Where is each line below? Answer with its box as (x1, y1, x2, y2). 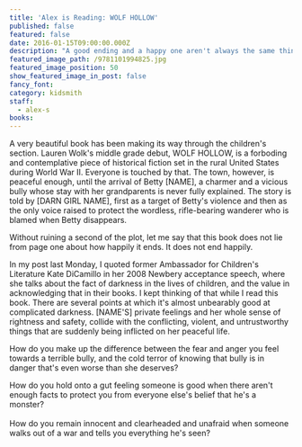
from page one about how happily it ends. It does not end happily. (9, 242, 253, 253)
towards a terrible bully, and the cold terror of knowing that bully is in (9, 353, 265, 364)
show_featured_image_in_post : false (9, 72, 147, 81)
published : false (9, 22, 75, 31)
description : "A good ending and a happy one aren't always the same (9, 47, 276, 56)
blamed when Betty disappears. (9, 215, 128, 226)
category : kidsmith (9, 88, 83, 97)
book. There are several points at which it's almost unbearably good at (9, 298, 271, 308)
